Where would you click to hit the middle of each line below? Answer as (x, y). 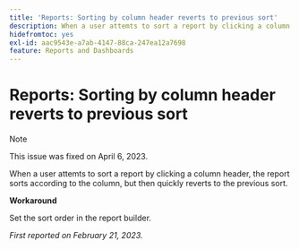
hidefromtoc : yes (42, 34)
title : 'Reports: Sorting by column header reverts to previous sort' (144, 17)
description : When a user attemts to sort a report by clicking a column (150, 26)
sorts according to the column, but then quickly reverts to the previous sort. (149, 184)
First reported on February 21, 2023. (76, 236)
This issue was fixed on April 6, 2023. (79, 157)
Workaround (33, 201)
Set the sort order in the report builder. (81, 218)
